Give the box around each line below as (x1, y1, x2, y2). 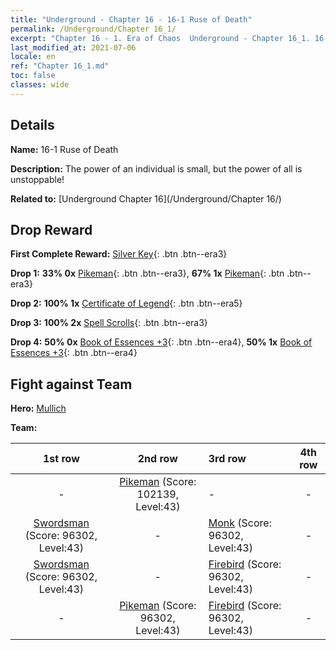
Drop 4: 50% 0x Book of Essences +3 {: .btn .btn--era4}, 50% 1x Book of (10, 336, 313, 348)
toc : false (10, 71, 56, 81)
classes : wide (10, 80, 70, 90)
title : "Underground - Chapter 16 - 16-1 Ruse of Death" (10, 14, 253, 25)
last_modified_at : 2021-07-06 (10, 42, 137, 53)
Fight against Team (10, 376, 133, 393)
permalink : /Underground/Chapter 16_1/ (10, 24, 177, 34)
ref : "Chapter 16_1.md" (10, 61, 110, 71)
